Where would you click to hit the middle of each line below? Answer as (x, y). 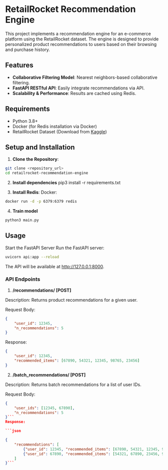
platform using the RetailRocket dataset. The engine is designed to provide (82, 39)
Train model (25, 211)
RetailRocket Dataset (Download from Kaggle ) (59, 131)
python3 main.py (22, 220)
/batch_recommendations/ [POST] (49, 375)
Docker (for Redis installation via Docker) (55, 126)
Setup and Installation (40, 147)
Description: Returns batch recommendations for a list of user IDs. (73, 384)
